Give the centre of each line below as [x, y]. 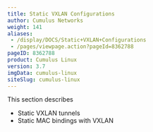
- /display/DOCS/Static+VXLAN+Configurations [78, 40]
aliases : [20, 34]
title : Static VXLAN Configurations [61, 14]
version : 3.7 [26, 66]
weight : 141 [25, 27]
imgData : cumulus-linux [42, 73]
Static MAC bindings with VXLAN [66, 121]
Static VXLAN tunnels [49, 113]
